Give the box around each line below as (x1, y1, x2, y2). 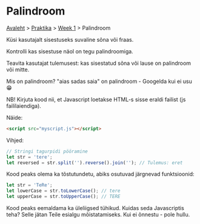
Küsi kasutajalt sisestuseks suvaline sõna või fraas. (6, 36, 134, 43)
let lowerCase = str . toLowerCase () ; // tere (6, 188, 121, 194)
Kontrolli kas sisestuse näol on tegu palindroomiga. (6, 47, 133, 55)
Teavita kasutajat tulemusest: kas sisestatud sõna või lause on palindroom (6, 59, 192, 67)
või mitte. (6, 65, 30, 73)
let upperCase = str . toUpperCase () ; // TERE (6, 194, 121, 200)
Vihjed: (6, 136, 24, 143)
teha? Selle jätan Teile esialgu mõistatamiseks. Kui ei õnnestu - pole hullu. (6, 211, 190, 219)
